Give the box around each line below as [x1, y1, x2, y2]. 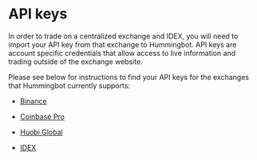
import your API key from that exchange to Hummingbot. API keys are [8, 39, 237, 49]
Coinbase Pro [19, 111, 65, 121]
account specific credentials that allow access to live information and [8, 48, 236, 58]
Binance [19, 96, 47, 106]
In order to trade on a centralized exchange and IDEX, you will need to [8, 31, 239, 41]
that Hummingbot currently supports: [8, 81, 130, 90]
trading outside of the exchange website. [8, 57, 144, 66]
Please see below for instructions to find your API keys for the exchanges [8, 72, 250, 82]
